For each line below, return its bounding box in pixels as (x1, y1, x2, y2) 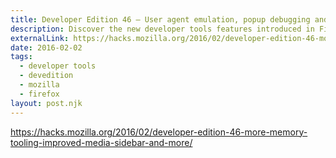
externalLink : (10, 33, 70, 43)
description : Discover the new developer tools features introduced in (10, 24, 315, 34)
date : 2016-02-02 (10, 42, 83, 53)
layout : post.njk (10, 98, 83, 108)
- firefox (19, 89, 60, 99)
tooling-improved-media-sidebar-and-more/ (10, 136, 193, 148)
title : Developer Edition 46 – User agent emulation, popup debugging (10, 14, 311, 25)
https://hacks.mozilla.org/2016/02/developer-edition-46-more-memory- (10, 126, 308, 138)
